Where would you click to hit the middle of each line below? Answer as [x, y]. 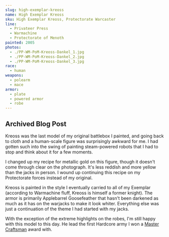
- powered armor [27, 99]
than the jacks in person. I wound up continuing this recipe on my [73, 172]
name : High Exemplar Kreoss [35, 15]
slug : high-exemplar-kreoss [35, 10]
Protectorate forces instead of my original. [49, 178]
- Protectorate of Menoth [37, 38]
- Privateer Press [29, 29]
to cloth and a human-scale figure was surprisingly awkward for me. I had [82, 141]
